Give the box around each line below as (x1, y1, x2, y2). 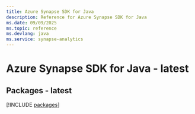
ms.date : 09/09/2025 (6, 20, 57, 26)
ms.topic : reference (6, 25, 57, 31)
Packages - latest (6, 85, 72, 96)
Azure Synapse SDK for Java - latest (6, 62, 189, 75)
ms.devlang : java (6, 31, 49, 37)
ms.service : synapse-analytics (6, 36, 84, 42)
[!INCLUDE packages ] (6, 102, 60, 108)
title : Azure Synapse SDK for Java (6, 8, 94, 15)
